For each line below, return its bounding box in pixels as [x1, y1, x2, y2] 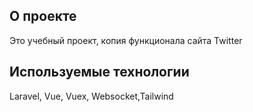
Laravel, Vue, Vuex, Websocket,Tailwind [9, 90, 174, 102]
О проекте [9, 8, 77, 25]
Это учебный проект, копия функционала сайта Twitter [9, 34, 243, 46]
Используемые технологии [9, 64, 190, 81]
